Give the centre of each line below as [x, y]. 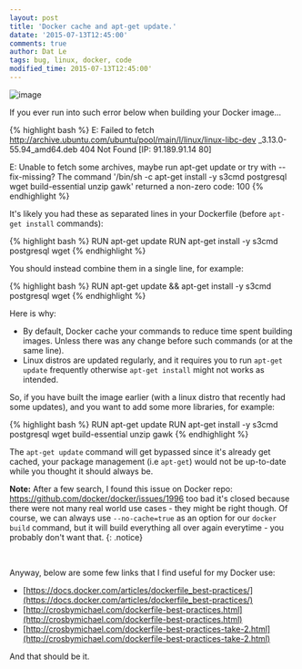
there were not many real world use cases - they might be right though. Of [149, 508]
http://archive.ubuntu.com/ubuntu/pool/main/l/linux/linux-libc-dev [133, 139]
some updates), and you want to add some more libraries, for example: [142, 407]
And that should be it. [50, 656]
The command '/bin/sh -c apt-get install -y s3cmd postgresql [172, 176]
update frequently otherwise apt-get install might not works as [144, 369]
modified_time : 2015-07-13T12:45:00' [81, 69]
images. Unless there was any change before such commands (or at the [157, 340]
